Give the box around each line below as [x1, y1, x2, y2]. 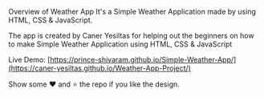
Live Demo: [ [8, 55, 51, 64]
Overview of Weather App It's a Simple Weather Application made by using [8, 7, 257, 16]
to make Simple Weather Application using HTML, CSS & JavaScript [8, 39, 233, 49]
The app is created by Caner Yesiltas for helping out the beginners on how [8, 31, 254, 40]
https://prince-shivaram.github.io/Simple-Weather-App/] [50, 55, 237, 64]
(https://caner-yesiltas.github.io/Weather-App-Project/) [8, 63, 191, 73]
